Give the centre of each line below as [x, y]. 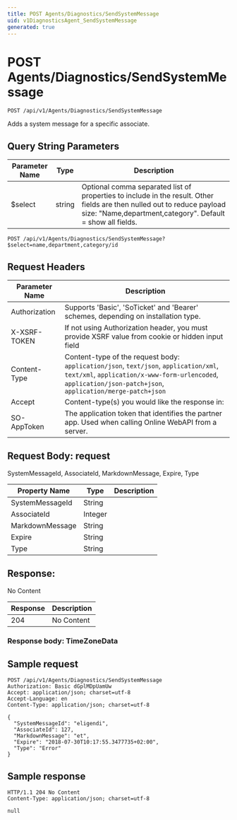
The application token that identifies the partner [143, 413]
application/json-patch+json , [114, 383]
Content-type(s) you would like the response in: [144, 402]
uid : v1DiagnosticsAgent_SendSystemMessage [72, 20]
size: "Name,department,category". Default [153, 213]
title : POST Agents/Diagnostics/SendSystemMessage [83, 14]
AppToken [28, 426]
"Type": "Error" [37, 749]
